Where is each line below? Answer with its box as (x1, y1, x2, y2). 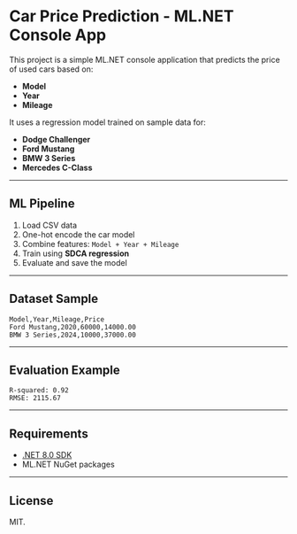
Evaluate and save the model (21, 257, 128, 267)
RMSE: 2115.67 (9, 394, 62, 403)
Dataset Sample (9, 291, 99, 306)
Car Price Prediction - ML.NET (9, 6, 234, 27)
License (9, 493, 54, 508)
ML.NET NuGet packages (21, 459, 115, 470)
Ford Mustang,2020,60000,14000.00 (9, 322, 137, 331)
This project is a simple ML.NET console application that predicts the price (9, 54, 280, 65)
